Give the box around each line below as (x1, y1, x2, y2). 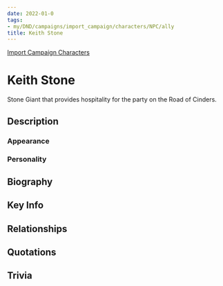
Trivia (7, 270, 32, 282)
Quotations (7, 246, 57, 258)
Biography (7, 175, 53, 187)
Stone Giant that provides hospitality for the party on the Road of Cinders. (7, 95, 217, 104)
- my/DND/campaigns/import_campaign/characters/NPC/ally (7, 23, 175, 30)
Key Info (7, 200, 43, 211)
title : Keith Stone (7, 29, 64, 37)
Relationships (7, 222, 68, 235)
